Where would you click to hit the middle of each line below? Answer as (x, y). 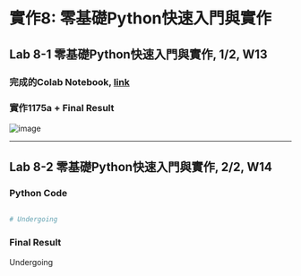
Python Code (39, 194)
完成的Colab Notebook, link (69, 82)
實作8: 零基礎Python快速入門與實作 (141, 18)
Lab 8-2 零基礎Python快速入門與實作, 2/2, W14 (141, 167)
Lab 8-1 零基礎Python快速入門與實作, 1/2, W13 (138, 54)
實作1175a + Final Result (62, 108)
